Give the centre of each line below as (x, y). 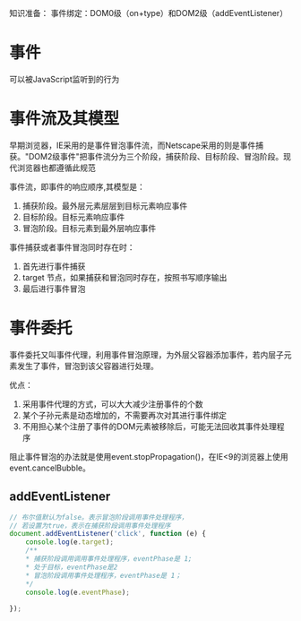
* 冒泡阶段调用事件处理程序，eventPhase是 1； (103, 575)
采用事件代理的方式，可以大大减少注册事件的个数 (112, 404)
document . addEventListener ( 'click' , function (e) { (107, 534)
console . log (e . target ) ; (70, 542)
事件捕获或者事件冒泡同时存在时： (72, 247)
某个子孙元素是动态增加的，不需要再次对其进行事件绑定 (124, 415)
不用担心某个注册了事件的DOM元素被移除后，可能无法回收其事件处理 (150, 426)
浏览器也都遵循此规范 (56, 168)
